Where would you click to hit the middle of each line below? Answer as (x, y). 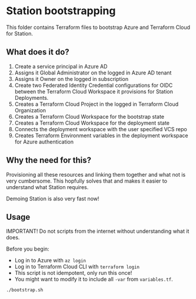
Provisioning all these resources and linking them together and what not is (96, 174)
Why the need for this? (49, 160)
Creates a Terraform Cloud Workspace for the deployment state (92, 123)
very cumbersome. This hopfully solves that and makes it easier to (87, 181)
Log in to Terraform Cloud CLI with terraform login (77, 266)
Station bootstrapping (61, 11)
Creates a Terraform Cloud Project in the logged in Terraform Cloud (97, 104)
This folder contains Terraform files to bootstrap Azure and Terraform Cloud (98, 27)
